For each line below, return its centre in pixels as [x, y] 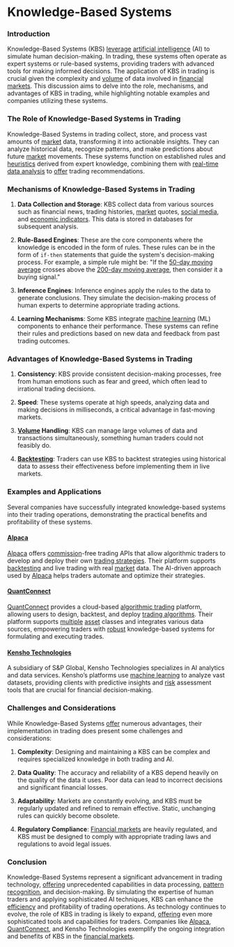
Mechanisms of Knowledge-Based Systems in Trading [101, 189]
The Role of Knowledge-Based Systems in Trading [94, 119]
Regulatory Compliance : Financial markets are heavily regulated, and [117, 829]
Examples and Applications [55, 492]
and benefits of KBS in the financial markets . [71, 936]
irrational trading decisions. [56, 389]
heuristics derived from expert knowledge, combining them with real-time [113, 164]
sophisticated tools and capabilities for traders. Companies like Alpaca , [109, 921]
